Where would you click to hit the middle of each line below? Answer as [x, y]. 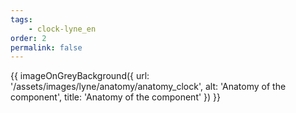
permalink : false [46, 47]
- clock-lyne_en [62, 29]
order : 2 [28, 38]
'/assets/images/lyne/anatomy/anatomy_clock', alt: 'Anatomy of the [148, 87]
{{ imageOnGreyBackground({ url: [80, 76]
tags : [21, 19]
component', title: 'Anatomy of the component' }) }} [116, 97]
